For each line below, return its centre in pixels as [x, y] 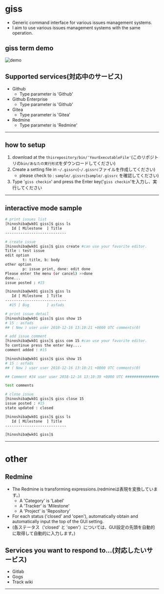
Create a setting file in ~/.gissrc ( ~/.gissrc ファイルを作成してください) [84, 170]
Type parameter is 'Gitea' [45, 115]
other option [18, 265]
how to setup [25, 145]
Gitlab [18, 572]
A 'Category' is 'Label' [42, 501]
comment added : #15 [26, 350]
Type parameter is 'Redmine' [48, 125]
